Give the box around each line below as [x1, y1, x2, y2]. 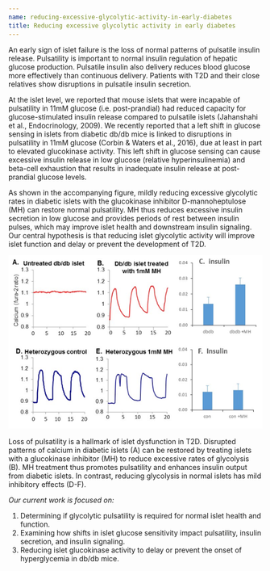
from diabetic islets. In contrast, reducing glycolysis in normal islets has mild [8, 471, 262, 481]
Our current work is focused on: [8, 495, 114, 505]
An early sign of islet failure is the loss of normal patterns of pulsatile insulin [8, 44, 260, 54]
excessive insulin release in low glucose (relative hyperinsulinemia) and [8, 154, 246, 165]
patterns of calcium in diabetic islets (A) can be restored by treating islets [8, 445, 252, 456]
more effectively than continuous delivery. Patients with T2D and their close [8, 70, 260, 80]
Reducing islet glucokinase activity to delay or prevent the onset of [19, 545, 243, 555]
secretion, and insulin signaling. [19, 537, 126, 547]
